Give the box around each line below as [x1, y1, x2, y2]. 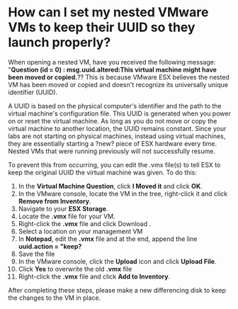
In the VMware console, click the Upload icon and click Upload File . [18, 257, 217, 266]
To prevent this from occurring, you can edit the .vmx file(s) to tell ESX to [8, 160, 221, 169]
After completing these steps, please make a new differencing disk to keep [8, 286, 226, 294]
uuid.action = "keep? [18, 242, 82, 250]
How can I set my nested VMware [8, 4, 209, 21]
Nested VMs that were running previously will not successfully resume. [8, 147, 215, 155]
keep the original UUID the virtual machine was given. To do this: [8, 168, 197, 176]
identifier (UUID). [8, 88, 58, 96]
